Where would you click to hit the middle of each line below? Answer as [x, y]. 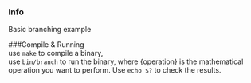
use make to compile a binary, [56, 53]
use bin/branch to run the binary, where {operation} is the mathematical [126, 61]
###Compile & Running [46, 45]
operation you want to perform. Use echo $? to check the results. [115, 70]
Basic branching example [50, 30]
